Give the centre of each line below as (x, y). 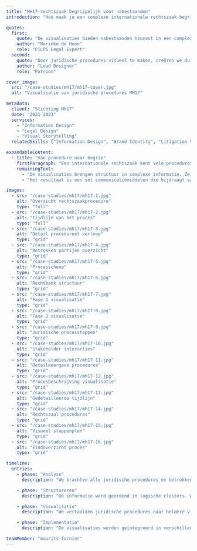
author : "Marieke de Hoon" (50, 44)
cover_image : (22, 82)
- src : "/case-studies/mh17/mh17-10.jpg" (63, 343)
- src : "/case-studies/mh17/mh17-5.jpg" (61, 261)
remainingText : (35, 169)
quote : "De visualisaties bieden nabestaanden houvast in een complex (105, 39)
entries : (22, 469)
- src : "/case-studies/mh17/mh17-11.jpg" (63, 360)
